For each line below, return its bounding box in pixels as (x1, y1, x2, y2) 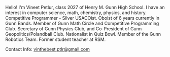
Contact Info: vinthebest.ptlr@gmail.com (5, 46, 90, 52)
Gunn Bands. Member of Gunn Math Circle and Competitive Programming (5, 20, 159, 26)
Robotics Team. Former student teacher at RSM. (5, 36, 106, 42)
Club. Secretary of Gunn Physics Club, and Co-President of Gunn (5, 26, 142, 32)
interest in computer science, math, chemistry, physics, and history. (5, 10, 147, 16)
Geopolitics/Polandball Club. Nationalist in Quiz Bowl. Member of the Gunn (5, 31, 161, 37)
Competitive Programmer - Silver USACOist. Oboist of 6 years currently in (5, 15, 160, 21)
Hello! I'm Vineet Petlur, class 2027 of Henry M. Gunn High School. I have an (5, 5, 165, 10)
